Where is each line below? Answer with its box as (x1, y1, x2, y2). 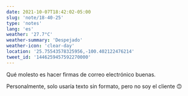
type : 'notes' (6, 20, 43, 26)
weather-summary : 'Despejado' (6, 37, 83, 43)
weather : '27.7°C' (6, 32, 53, 38)
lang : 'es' (6, 26, 34, 32)
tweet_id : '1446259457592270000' (6, 54, 91, 60)
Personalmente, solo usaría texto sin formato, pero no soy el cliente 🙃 (6, 83, 183, 90)
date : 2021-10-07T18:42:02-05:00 (6, 9, 91, 15)
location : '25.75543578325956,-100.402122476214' (6, 49, 135, 55)
